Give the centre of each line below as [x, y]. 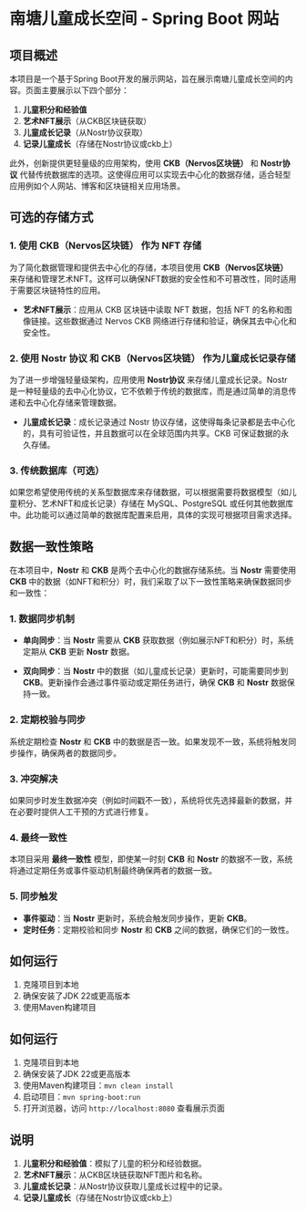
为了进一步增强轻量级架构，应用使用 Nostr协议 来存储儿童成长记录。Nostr [148, 379]
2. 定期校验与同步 [48, 719]
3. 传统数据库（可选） [57, 471]
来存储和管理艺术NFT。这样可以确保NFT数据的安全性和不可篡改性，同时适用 [153, 278]
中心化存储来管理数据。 [77, 402]
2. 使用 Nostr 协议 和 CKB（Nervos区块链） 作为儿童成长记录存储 [153, 358]
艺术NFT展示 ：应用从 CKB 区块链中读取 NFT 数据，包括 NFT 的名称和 [153, 309]
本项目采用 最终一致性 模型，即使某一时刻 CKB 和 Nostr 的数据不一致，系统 [151, 859]
